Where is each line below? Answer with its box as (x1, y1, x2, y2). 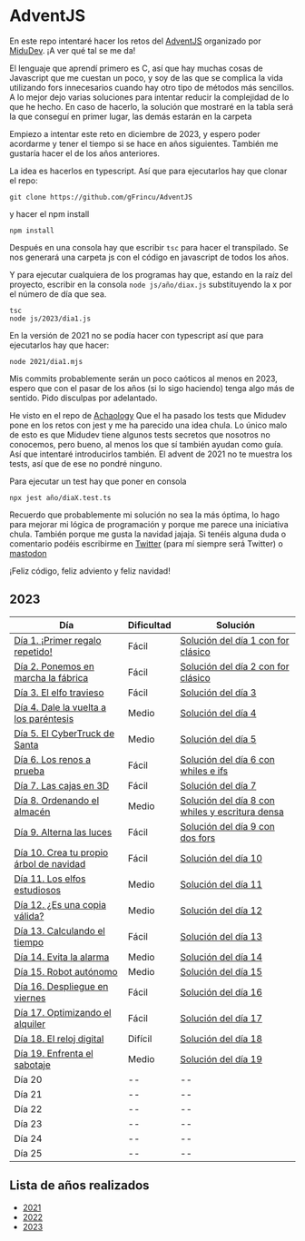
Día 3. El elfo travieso (14, 686, 104, 699)
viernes (14, 991, 46, 1004)
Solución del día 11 (180, 878, 263, 891)
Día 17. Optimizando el (14, 1006, 112, 1019)
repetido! (14, 645, 53, 658)
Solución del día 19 (180, 1052, 263, 1065)
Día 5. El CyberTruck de (14, 727, 115, 740)
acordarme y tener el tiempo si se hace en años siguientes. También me (9, 138, 279, 149)
